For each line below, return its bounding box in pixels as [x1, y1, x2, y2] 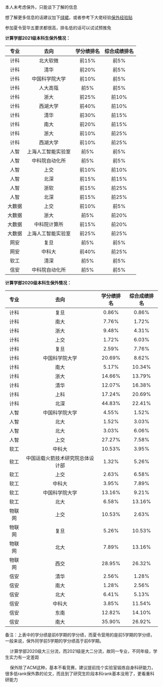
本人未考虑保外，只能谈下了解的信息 [5, 4, 78, 10]
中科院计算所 [34, 221, 64, 228]
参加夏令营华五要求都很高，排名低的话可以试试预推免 [5, 25, 112, 31]
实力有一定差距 [9, 654, 39, 660]
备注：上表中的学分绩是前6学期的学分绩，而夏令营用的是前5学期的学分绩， [5, 632, 155, 638]
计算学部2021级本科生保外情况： [5, 35, 71, 41]
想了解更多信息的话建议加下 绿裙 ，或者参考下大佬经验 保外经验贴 [5, 15, 132, 20]
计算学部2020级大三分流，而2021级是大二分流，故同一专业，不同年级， [9, 648, 154, 654]
